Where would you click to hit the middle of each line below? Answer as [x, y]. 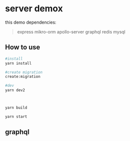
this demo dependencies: [31, 22]
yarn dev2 [15, 90]
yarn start [16, 116]
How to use [23, 47]
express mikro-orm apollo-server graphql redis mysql [71, 32]
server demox [34, 9]
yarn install [18, 63]
